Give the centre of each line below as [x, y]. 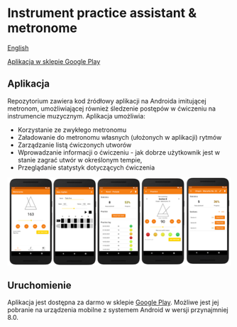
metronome [43, 28]
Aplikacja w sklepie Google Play [54, 61]
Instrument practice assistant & [102, 13]
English [18, 48]
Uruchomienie [39, 285]
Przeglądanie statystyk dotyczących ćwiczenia [86, 167]
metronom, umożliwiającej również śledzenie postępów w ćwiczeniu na [112, 109]
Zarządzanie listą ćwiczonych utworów [75, 145]
